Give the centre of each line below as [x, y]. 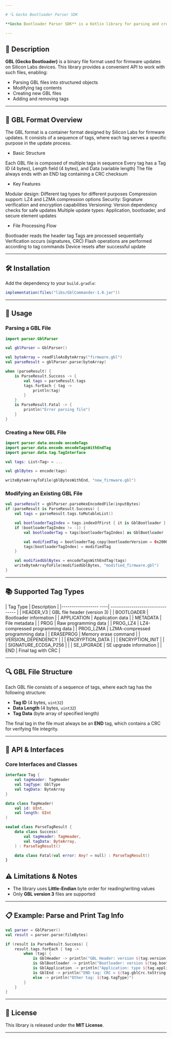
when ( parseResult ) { [28, 371]
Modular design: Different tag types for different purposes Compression [81, 194]
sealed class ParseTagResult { [39, 827]
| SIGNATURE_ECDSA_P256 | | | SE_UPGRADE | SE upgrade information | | [84, 645]
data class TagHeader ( [29, 803]
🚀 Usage [19, 313]
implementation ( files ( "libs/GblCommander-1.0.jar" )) [63, 293]
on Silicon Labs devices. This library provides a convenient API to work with [85, 67]
